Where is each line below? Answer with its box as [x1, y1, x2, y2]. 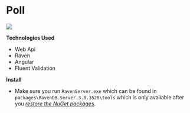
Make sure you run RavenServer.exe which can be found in [14, 87, 157, 95]
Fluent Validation [14, 64, 56, 72]
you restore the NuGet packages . [14, 100, 96, 107]
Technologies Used [6, 34, 55, 41]
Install [6, 76, 22, 83]
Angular [14, 58, 34, 65]
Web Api [14, 46, 36, 53]
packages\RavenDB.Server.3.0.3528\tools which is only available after [14, 93, 185, 101]
